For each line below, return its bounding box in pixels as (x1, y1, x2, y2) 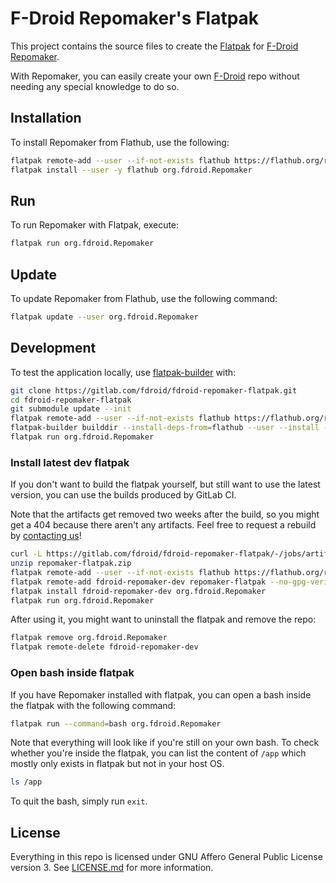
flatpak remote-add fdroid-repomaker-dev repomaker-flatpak (10, 577, 267, 587)
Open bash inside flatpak (10, 666, 135, 680)
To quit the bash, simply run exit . (10, 795, 148, 807)
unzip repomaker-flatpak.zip (10, 558, 132, 569)
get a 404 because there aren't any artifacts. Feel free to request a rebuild (10, 519, 317, 531)
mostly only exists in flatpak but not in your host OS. (10, 758, 225, 770)
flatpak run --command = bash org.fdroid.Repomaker (10, 718, 222, 729)
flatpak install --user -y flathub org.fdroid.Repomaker (10, 165, 253, 175)
